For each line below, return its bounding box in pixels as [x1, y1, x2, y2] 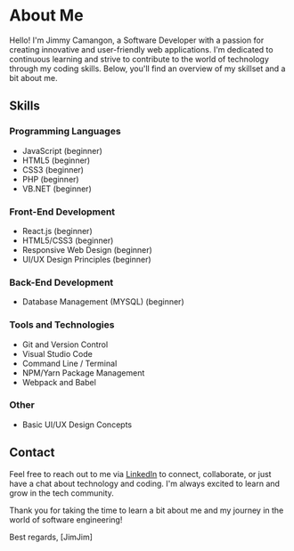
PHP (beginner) [21, 174, 79, 184]
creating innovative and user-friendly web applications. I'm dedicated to [9, 44, 274, 54]
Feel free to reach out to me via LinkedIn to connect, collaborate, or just [9, 468, 272, 479]
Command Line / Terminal [21, 358, 118, 369]
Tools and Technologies [9, 319, 115, 331]
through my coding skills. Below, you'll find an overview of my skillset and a [9, 63, 286, 74]
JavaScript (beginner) [21, 145, 102, 156]
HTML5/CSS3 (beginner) [21, 235, 114, 246]
